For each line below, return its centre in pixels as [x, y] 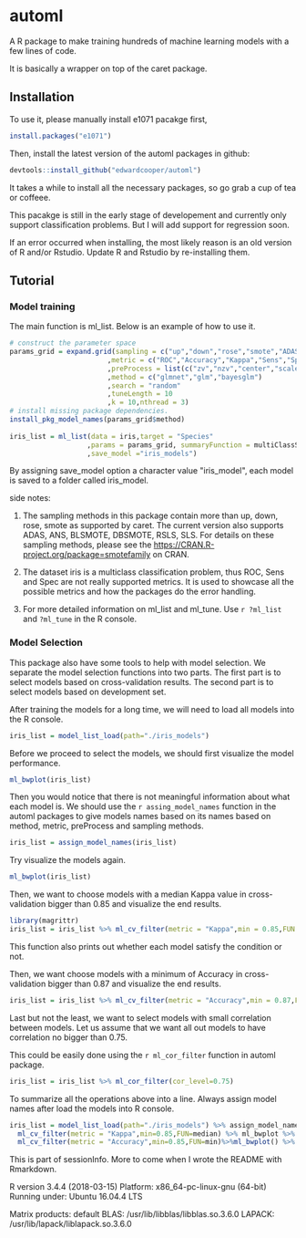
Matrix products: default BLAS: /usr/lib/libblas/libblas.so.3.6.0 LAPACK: [142, 1214]
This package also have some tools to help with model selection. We [138, 662]
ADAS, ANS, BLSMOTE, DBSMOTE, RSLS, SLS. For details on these [148, 536]
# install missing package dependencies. [89, 411]
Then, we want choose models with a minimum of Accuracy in [126, 973]
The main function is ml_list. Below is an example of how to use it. [133, 327]
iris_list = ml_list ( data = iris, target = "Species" [112, 436]
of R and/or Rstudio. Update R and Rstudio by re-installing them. [130, 252]
